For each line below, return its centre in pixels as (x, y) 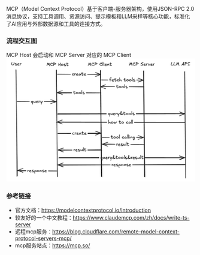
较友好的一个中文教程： (44, 218)
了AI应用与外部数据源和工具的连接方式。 (56, 24)
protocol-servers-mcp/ (43, 238)
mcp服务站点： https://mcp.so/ (52, 245)
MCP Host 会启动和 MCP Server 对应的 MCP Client (69, 55)
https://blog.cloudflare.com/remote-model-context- (116, 232)
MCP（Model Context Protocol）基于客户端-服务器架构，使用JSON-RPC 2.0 (100, 9)
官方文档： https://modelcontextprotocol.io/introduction (83, 210)
